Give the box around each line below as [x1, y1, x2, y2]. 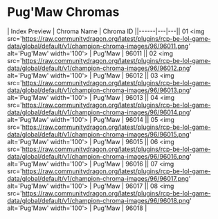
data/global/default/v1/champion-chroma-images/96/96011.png [7, 42, 189, 50]
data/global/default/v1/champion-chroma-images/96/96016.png [7, 152, 190, 160]
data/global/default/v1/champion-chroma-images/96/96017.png [7, 174, 189, 182]
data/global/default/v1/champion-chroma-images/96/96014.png [7, 108, 190, 116]
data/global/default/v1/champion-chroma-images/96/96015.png [7, 130, 190, 139]
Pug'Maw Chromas [7, 4, 120, 20]
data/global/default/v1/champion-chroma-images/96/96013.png [7, 86, 190, 94]
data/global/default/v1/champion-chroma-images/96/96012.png [7, 64, 190, 72]
